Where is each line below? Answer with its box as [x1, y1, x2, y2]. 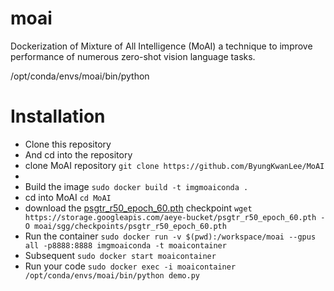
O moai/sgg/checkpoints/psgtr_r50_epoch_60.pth [24, 221, 227, 231]
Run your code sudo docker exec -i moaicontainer [24, 260, 237, 272]
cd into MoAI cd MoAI [24, 191, 112, 203]
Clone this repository [24, 138, 112, 150]
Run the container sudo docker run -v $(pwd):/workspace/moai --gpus [24, 230, 317, 242]
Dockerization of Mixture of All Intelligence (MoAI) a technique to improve [10, 40, 313, 52]
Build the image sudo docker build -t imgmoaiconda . [24, 180, 249, 192]
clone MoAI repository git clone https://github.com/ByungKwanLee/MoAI [24, 159, 325, 171]
